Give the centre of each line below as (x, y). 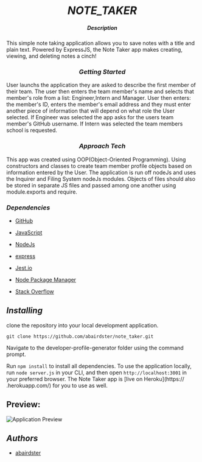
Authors (22, 439)
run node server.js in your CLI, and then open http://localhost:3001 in (97, 373)
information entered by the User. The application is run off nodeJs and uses (101, 172)
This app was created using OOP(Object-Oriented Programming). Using (96, 159)
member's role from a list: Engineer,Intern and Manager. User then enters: (99, 98)
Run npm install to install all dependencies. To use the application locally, (99, 366)
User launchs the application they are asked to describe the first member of (101, 85)
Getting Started (102, 72)
